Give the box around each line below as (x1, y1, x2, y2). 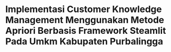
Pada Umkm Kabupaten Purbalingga (5, 36, 163, 47)
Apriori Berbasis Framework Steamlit (5, 25, 166, 36)
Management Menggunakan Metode (5, 14, 164, 26)
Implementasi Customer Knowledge (5, 4, 162, 15)
